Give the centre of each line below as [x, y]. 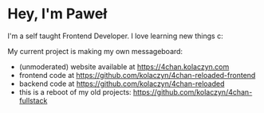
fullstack [33, 100]
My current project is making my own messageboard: [95, 51]
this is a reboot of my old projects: [75, 92]
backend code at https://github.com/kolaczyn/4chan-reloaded [122, 84]
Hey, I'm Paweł [57, 14]
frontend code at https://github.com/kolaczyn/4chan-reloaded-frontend [137, 75]
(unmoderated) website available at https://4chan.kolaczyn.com [124, 66]
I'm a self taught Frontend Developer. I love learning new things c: [116, 36]
